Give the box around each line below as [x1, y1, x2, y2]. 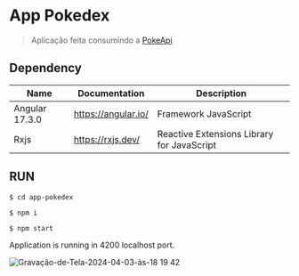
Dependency [9, 61, 82, 76]
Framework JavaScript [157, 108, 252, 120]
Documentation [77, 86, 145, 99]
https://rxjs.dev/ [73, 133, 141, 145]
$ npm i [9, 208, 38, 217]
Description [195, 86, 247, 99]
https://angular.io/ [73, 108, 149, 120]
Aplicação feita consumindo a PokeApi [30, 35, 173, 45]
